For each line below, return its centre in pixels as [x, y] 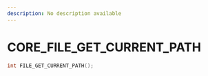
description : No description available [64, 13]
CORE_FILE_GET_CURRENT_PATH [104, 47]
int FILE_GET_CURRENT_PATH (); [51, 66]
